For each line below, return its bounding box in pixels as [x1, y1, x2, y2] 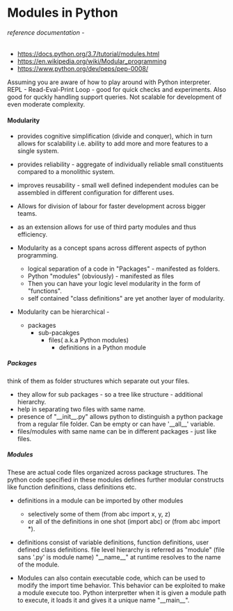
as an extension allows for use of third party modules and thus [17, 223, 197, 231]
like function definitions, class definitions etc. [7, 482, 137, 491]
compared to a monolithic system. [17, 167, 115, 175]
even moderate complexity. [7, 100, 86, 109]
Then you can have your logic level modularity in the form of [27, 279, 201, 287]
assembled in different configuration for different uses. [17, 188, 175, 196]
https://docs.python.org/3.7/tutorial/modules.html [17, 50, 160, 58]
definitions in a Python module [58, 343, 146, 351]
